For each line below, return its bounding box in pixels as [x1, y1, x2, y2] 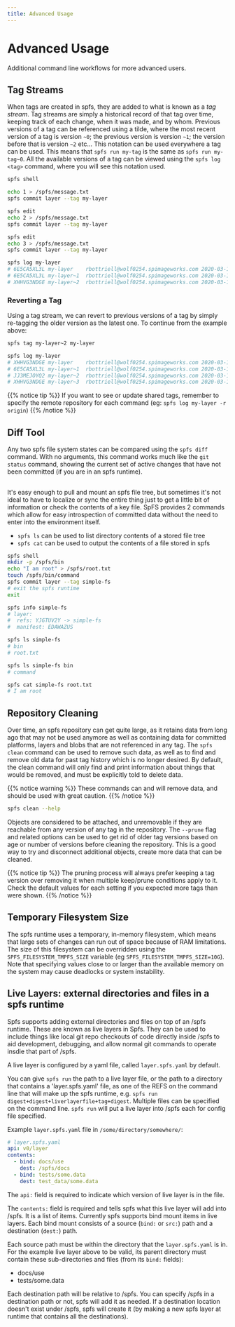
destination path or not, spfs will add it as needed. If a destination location [7, 1297, 220, 1305]
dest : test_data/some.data [20, 1178, 99, 1185]
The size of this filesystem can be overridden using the [7, 945, 166, 953]
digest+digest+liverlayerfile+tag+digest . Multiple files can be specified [7, 1096, 220, 1105]
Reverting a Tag [7, 295, 62, 305]
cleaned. [7, 855, 33, 863]
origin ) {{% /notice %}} [7, 406, 77, 415]
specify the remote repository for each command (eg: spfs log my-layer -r [7, 399, 227, 407]
